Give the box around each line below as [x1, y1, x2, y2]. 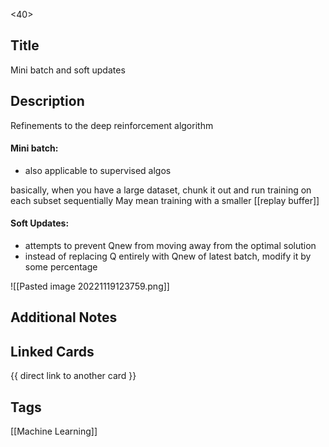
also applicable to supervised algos [24, 164, 172, 176]
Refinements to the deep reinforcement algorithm [10, 119, 214, 131]
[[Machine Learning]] [10, 425, 98, 438]
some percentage [24, 261, 98, 273]
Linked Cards [10, 343, 95, 360]
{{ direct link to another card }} [10, 370, 137, 382]
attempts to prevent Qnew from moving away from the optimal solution [24, 240, 317, 252]
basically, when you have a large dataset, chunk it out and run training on [10, 184, 312, 196]
